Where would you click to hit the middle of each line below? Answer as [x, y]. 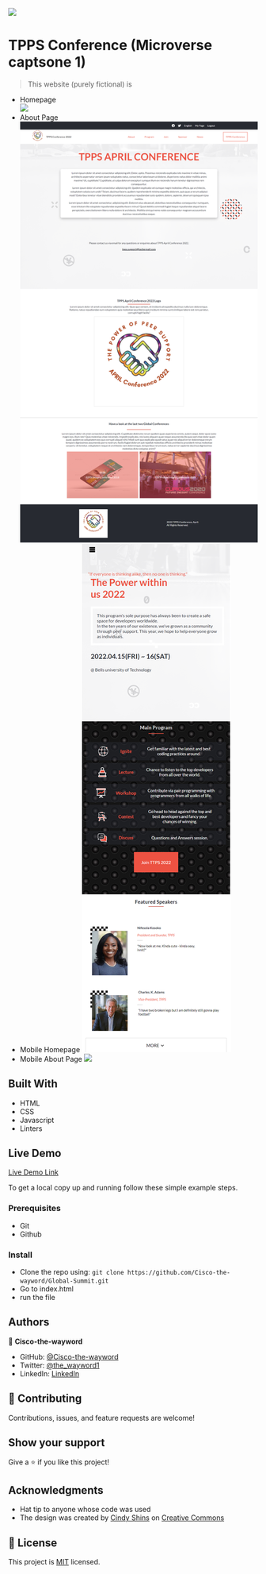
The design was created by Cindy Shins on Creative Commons [122, 1518]
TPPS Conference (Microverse [110, 46]
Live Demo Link [34, 1172]
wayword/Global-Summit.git [64, 1281]
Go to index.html [46, 1289]
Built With [33, 1084]
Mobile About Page [51, 1059]
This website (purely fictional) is [80, 84]
